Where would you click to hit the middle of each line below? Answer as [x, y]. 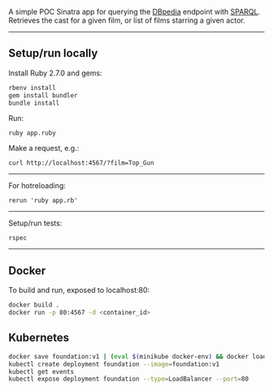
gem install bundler [43, 95]
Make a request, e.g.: [44, 148]
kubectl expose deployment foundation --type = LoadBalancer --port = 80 [129, 379]
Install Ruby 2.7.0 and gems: [56, 73]
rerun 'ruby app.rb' [43, 201]
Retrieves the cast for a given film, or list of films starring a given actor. [127, 20]
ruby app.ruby [32, 133]
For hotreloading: [37, 186]
